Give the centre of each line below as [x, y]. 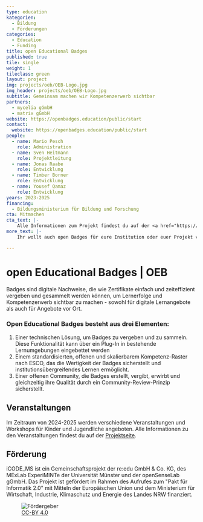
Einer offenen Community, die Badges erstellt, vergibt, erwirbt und [97, 375]
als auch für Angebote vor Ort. [44, 308]
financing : [20, 203]
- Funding [24, 46]
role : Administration [44, 147]
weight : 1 [19, 68]
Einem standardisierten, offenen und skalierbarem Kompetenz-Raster [101, 356]
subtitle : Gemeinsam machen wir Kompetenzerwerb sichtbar [81, 96]
